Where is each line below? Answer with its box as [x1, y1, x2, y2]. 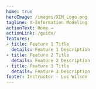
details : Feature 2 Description [11, 57, 91, 63]
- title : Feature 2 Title [6, 52, 69, 58]
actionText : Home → [6, 25, 54, 31]
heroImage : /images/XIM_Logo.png [6, 14, 88, 20]
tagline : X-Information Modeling [6, 19, 88, 25]
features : [6, 36, 30, 42]
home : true [6, 8, 33, 15]
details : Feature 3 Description [11, 69, 91, 74]
